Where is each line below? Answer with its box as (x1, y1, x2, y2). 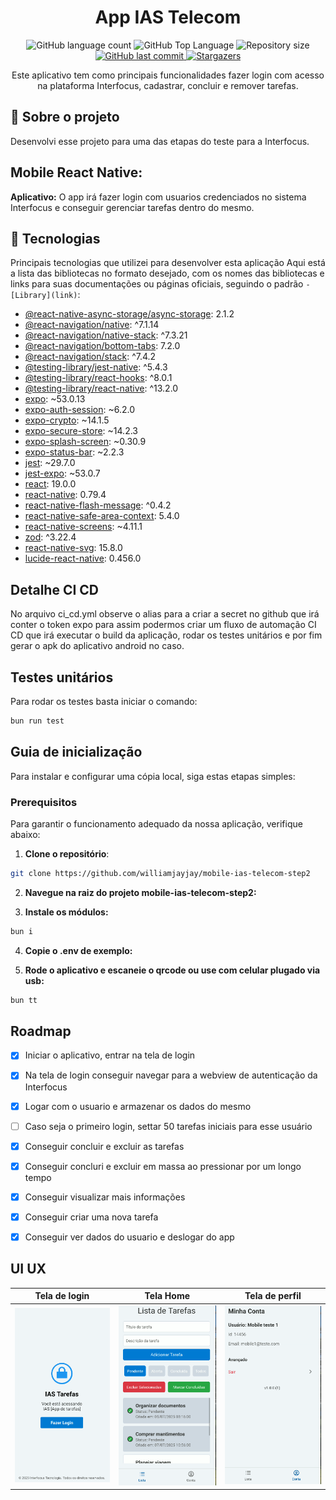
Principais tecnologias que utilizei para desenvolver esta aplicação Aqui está (10, 257, 326, 269)
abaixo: (10, 828, 41, 840)
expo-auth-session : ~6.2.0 (24, 404, 136, 416)
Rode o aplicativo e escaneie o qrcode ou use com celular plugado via (24, 964, 321, 976)
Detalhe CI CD (10, 581, 100, 598)
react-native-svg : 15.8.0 (24, 542, 123, 554)
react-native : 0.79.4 (24, 489, 107, 501)
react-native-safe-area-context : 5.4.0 (24, 510, 180, 522)
